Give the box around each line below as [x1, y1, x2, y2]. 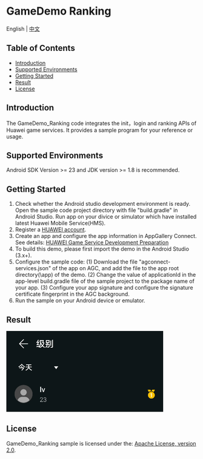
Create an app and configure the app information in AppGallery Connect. [15, 233, 197, 240]
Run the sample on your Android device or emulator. [15, 297, 145, 304]
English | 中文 [6, 25, 41, 32]
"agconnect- [139, 258, 171, 265]
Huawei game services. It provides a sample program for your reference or [6, 126, 193, 134]
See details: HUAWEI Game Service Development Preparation [15, 239, 169, 246]
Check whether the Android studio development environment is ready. [15, 200, 191, 208]
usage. [6, 132, 24, 140]
